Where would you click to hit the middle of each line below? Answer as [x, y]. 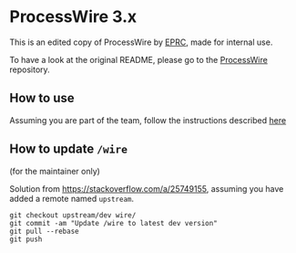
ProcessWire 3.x [73, 17]
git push [26, 239]
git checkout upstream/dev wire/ [73, 215]
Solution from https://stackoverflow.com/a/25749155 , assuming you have [147, 188]
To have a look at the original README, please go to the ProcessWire [139, 59]
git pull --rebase [44, 231]
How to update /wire [68, 149]
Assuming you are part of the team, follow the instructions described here [148, 120]
